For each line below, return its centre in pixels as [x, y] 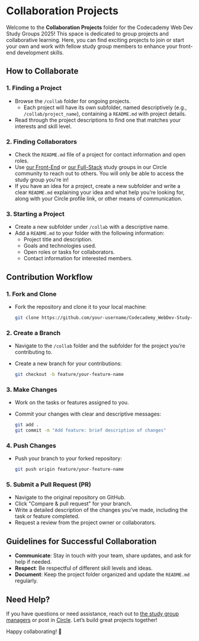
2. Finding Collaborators [41, 142]
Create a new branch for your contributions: [68, 363]
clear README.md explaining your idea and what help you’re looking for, [99, 192]
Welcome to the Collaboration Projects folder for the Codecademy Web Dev [99, 27]
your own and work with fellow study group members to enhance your [92, 46]
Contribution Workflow [49, 277]
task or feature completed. [47, 516]
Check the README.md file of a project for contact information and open [100, 154]
